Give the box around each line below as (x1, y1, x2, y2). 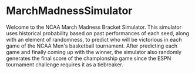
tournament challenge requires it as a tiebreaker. (6, 60, 123, 68)
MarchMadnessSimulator (6, 4, 133, 18)
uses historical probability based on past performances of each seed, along (6, 29, 190, 36)
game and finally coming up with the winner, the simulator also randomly (6, 48, 182, 55)
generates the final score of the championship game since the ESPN (6, 55, 172, 62)
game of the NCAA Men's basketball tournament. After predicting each (6, 42, 178, 49)
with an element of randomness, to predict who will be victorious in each (6, 36, 182, 43)
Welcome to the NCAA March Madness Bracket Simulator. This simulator (6, 23, 182, 31)
